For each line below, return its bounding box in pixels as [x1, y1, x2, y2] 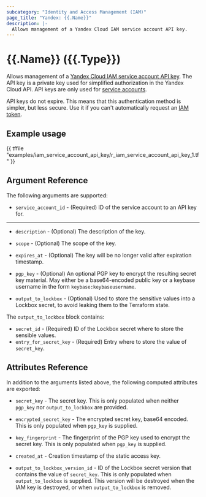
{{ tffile [6, 145, 24, 152]
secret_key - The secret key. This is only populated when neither [15, 396, 179, 404]
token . [6, 111, 23, 118]
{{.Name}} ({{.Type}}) [6, 53, 121, 66]
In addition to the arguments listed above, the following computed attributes [6, 378, 198, 386]
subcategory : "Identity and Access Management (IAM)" [6, 9, 147, 15]
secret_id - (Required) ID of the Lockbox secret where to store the [15, 325, 184, 332]
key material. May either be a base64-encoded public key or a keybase [15, 276, 196, 284]
